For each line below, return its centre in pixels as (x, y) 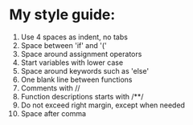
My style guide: (62, 15)
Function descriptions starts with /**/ (82, 96)
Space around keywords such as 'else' (85, 71)
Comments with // (50, 88)
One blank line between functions (76, 79)
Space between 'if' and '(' (64, 45)
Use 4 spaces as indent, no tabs (74, 37)
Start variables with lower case (72, 62)
